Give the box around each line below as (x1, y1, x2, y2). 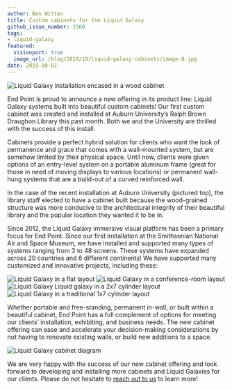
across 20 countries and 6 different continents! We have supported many (7, 254, 217, 262)
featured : (7, 43, 36, 49)
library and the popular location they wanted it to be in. (7, 211, 165, 219)
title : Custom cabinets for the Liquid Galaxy (7, 17, 144, 24)
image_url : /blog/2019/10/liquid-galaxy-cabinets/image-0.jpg (13, 56, 197, 63)
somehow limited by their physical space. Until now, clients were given (7, 153, 210, 161)
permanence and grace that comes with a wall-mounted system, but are (7, 145, 214, 153)
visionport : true (13, 49, 64, 56)
